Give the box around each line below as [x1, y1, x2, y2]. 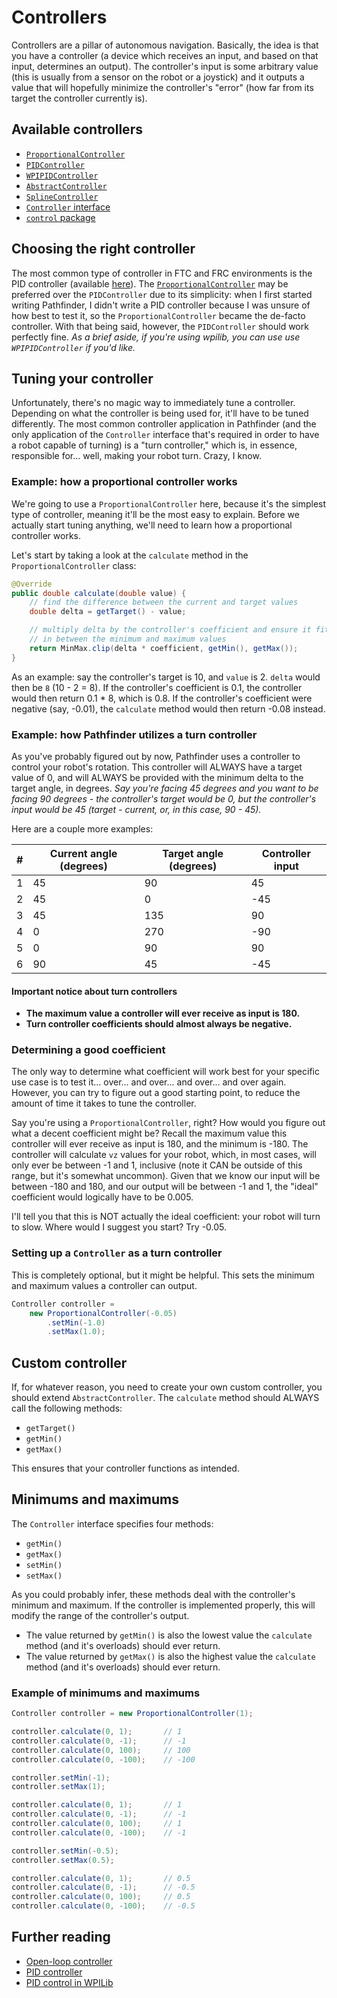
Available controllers [11, 121, 143, 138]
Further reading [11, 1929, 111, 1946]
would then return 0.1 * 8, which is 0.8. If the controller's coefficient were [11, 692, 313, 704]
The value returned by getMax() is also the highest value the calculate [25, 1650, 316, 1662]
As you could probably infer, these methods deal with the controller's [11, 1588, 296, 1600]
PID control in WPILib [25, 1976, 114, 1988]
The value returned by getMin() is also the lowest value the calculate [25, 1629, 313, 1641]
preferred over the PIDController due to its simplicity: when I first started [11, 288, 313, 300]
